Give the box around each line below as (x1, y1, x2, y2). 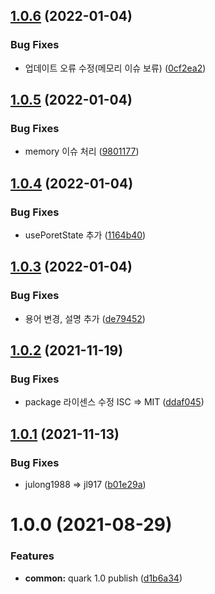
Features (10, 549, 55, 563)
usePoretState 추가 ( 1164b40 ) (24, 229, 147, 241)
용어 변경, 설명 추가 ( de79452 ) (24, 312, 146, 324)
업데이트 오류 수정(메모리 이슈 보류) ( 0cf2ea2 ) (24, 62, 207, 74)
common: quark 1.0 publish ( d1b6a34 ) (24, 572, 183, 584)
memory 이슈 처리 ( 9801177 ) (24, 145, 140, 158)
